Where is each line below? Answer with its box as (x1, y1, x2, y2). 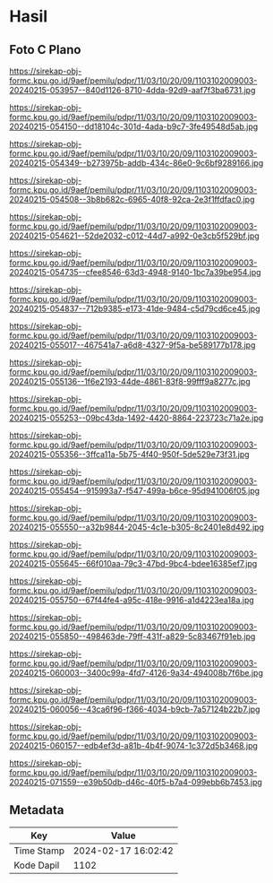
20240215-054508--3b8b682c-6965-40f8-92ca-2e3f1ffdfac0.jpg (9, 195, 255, 204)
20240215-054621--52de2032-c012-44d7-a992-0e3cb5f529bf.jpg (9, 230, 260, 241)
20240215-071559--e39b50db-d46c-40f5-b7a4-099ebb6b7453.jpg (9, 777, 262, 787)
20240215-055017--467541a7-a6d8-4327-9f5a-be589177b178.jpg (9, 340, 256, 351)
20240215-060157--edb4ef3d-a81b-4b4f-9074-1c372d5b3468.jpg (9, 740, 258, 750)
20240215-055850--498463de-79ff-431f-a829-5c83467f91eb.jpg (9, 631, 256, 642)
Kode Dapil (13, 859, 60, 871)
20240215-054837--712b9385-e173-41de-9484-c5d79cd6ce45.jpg (9, 303, 260, 314)
